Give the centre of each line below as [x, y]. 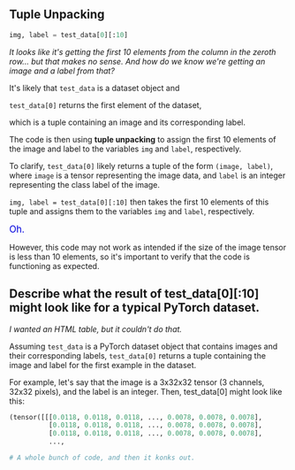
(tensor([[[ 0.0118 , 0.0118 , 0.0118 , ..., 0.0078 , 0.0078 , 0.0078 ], [136, 417]
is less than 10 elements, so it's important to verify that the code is [129, 257]
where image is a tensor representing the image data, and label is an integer [147, 175]
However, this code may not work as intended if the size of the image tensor [148, 247]
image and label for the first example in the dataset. [103, 365]
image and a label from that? [62, 71]
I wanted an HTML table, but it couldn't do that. [96, 329]
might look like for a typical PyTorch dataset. [135, 308]
